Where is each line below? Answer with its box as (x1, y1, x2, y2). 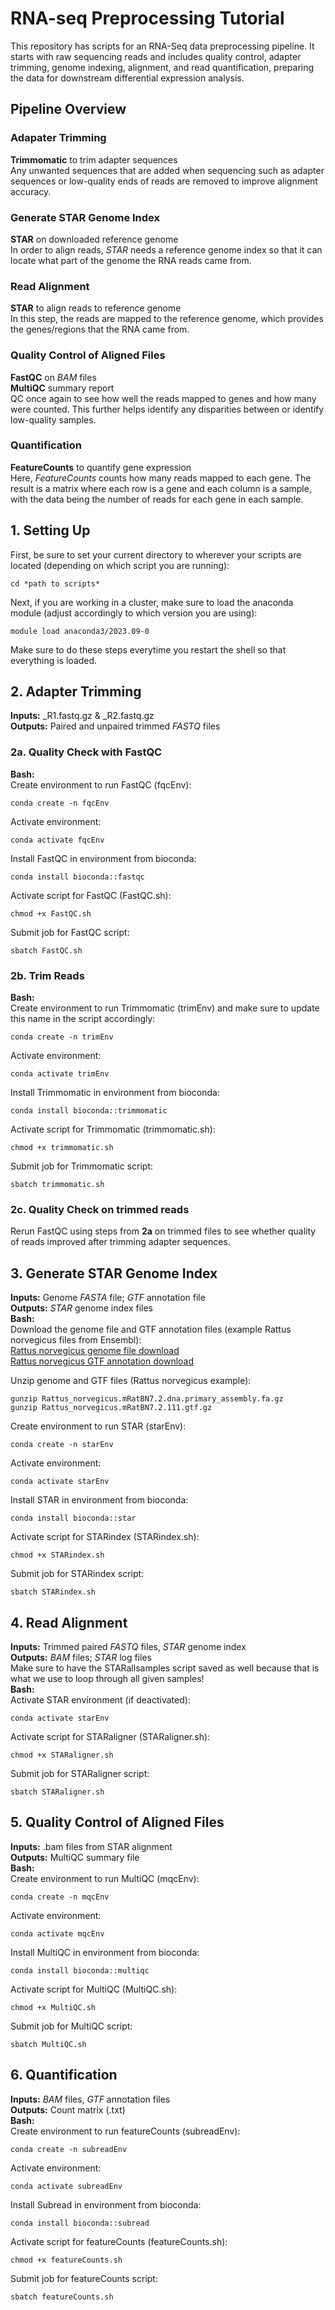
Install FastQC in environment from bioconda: (10, 852, 197, 864)
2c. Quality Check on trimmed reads (10, 1202, 190, 1216)
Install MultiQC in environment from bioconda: (10, 1946, 200, 1958)
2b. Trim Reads (10, 968, 85, 982)
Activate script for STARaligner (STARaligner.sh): (10, 1730, 211, 1742)
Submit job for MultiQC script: (10, 2020, 133, 2032)
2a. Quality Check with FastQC (10, 745, 163, 759)
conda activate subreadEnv (10, 2181, 123, 2191)
